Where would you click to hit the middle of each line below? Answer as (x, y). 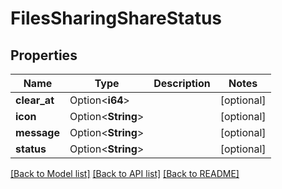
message (37, 132)
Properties (44, 55)
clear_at (35, 100)
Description (182, 83)
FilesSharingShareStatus (116, 18)
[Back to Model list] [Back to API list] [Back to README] (125, 173)
